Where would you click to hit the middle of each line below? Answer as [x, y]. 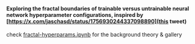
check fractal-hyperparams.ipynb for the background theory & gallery [94, 35]
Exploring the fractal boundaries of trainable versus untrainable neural [98, 8]
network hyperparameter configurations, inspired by [75, 14]
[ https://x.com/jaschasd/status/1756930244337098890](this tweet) [97, 21]
